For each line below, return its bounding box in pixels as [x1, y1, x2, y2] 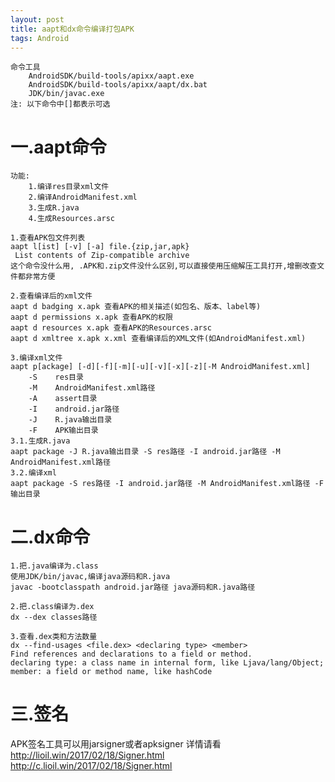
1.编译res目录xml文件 [28, 182, 110, 192]
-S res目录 [28, 372, 84, 383]
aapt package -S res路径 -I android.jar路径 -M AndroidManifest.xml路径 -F [10, 479, 324, 489]
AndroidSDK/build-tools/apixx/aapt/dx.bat [28, 80, 208, 90]
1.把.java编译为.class [10, 561, 99, 571]
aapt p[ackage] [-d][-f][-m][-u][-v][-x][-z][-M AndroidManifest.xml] [10, 362, 311, 372]
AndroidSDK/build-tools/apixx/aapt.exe [28, 71, 195, 81]
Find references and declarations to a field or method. [10, 649, 253, 660]
